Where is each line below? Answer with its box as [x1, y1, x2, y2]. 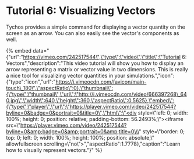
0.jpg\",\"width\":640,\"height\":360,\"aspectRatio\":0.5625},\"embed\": [6, 96, 175, 103]
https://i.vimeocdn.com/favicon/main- [55, 78, 147, 85]
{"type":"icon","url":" [6, 78, 56, 85]
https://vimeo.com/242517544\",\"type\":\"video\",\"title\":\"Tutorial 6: [23, 53, 187, 60]
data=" [33, 47, 50, 54]
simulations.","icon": [126, 72, 175, 79]
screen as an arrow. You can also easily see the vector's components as [6, 29, 179, 36]
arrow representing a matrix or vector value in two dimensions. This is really [6, 65, 188, 72]
